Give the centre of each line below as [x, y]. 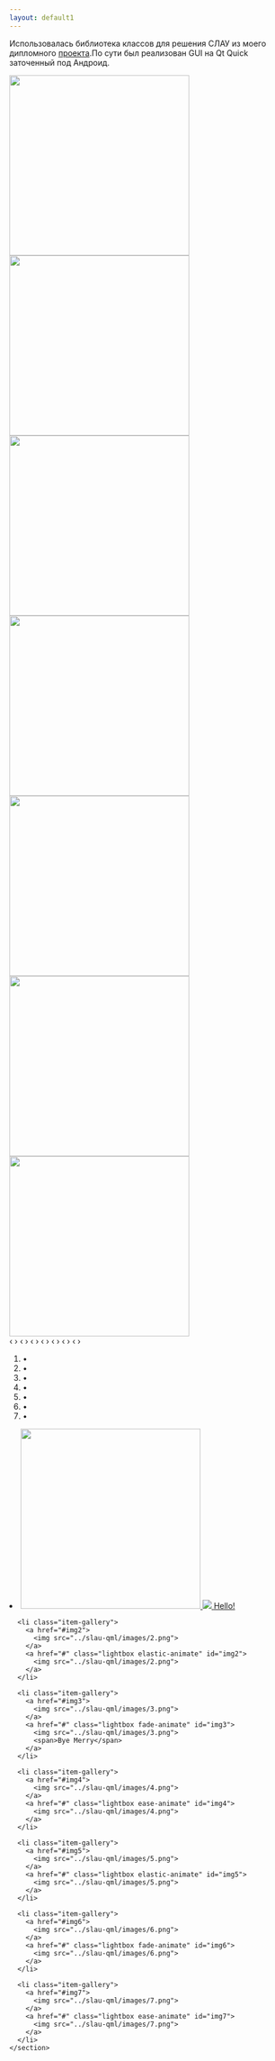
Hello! [224, 1605]
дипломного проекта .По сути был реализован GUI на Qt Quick [129, 53]
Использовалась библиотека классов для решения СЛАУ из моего [138, 43]
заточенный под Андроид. [60, 62]
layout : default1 [42, 18]
